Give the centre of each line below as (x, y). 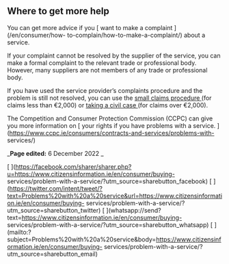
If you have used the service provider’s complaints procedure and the (105, 90)
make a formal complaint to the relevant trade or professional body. (102, 63)
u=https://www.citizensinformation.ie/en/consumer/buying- (91, 174)
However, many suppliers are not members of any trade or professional (107, 70)
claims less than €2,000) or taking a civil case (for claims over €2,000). (108, 105)
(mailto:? (19, 232)
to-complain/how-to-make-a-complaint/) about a (136, 35)
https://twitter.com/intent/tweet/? (56, 188)
